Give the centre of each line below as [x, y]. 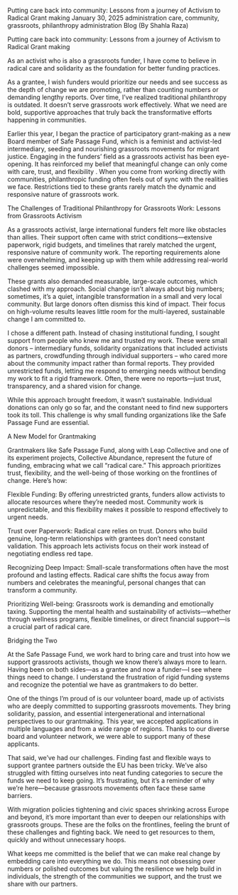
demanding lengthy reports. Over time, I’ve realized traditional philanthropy [117, 97]
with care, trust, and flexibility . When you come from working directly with [117, 172]
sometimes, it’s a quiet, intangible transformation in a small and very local [115, 296]
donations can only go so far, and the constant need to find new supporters [118, 407]
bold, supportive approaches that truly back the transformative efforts [110, 112]
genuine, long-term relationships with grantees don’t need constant [106, 538]
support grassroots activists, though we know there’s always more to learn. [117, 662]
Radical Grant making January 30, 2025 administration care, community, [113, 18]
